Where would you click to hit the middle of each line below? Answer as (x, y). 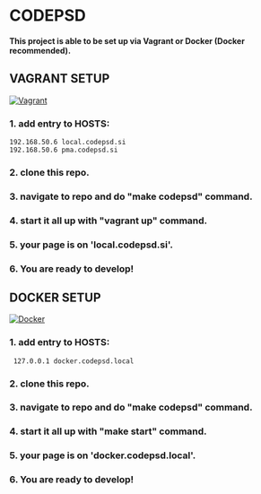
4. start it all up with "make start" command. (109, 431)
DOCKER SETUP (55, 297)
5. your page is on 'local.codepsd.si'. (91, 245)
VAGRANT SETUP (60, 78)
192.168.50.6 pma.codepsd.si (64, 150)
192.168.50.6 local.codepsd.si (68, 142)
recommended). (40, 50)
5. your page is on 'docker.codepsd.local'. (103, 455)
